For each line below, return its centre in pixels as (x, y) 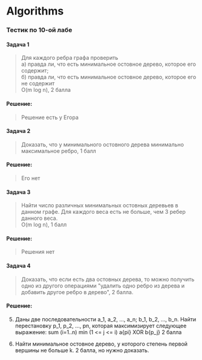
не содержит (38, 83)
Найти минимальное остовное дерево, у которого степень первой (101, 344)
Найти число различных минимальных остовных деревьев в (99, 205)
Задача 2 (18, 131)
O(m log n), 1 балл (44, 225)
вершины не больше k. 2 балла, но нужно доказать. (82, 350)
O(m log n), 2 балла (46, 90)
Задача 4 (18, 265)
